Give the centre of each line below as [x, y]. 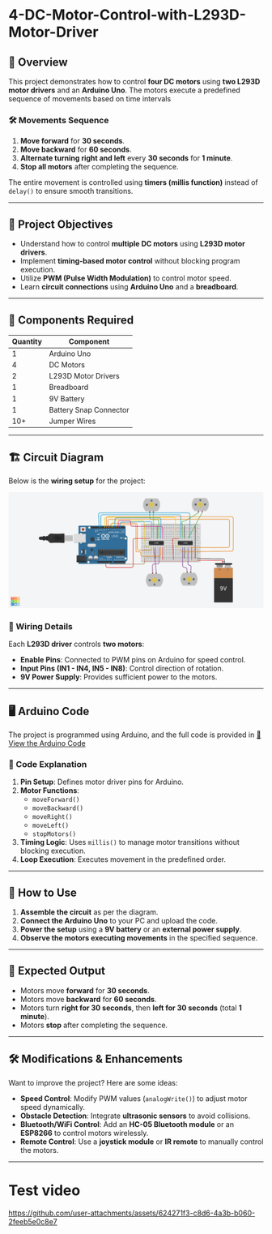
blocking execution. [53, 851]
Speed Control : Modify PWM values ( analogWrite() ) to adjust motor [134, 1098]
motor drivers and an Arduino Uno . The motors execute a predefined [124, 90]
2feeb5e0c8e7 [33, 1221]
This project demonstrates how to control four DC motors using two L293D [134, 81]
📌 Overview [38, 62]
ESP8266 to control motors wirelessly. [84, 1133]
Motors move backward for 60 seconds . [88, 999]
